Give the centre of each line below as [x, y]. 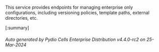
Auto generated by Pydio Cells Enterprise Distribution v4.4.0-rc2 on [75, 39]
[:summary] [17, 28]
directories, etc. [21, 18]
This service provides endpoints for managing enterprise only [69, 7]
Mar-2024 [16, 44]
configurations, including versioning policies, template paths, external [77, 13]
